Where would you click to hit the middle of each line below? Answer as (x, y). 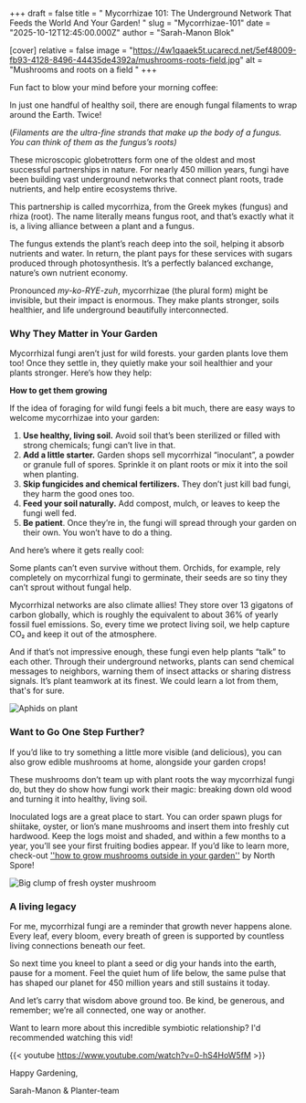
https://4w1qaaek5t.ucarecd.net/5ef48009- (215, 50)
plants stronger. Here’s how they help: (81, 373)
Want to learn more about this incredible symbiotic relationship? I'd (135, 1027)
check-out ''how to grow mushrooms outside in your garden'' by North (142, 855)
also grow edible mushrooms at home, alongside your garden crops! (138, 762)
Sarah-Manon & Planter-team (65, 1090)
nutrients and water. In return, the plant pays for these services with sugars (151, 253)
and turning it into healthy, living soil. (79, 799)
